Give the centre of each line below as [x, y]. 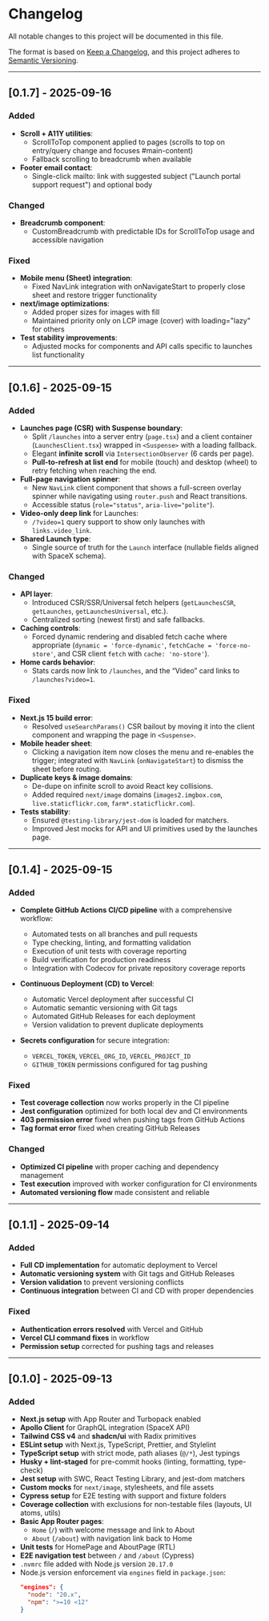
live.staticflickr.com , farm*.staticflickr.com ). [113, 802]
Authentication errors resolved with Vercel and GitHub [111, 1329]
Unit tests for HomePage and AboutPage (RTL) [98, 1547]
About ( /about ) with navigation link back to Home [112, 1538]
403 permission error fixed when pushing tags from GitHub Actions [132, 1119]
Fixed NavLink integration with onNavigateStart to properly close [139, 286]
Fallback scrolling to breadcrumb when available [112, 159]
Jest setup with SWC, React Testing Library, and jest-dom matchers [132, 1479]
